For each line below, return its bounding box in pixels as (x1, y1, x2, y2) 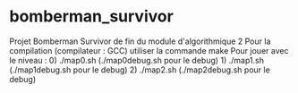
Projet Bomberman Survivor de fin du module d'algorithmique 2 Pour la (9, 36, 271, 46)
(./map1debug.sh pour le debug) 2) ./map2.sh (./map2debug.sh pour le (9, 64, 270, 75)
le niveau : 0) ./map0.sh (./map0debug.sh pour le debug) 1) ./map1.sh (9, 55, 264, 65)
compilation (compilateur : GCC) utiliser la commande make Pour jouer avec (9, 45, 289, 55)
